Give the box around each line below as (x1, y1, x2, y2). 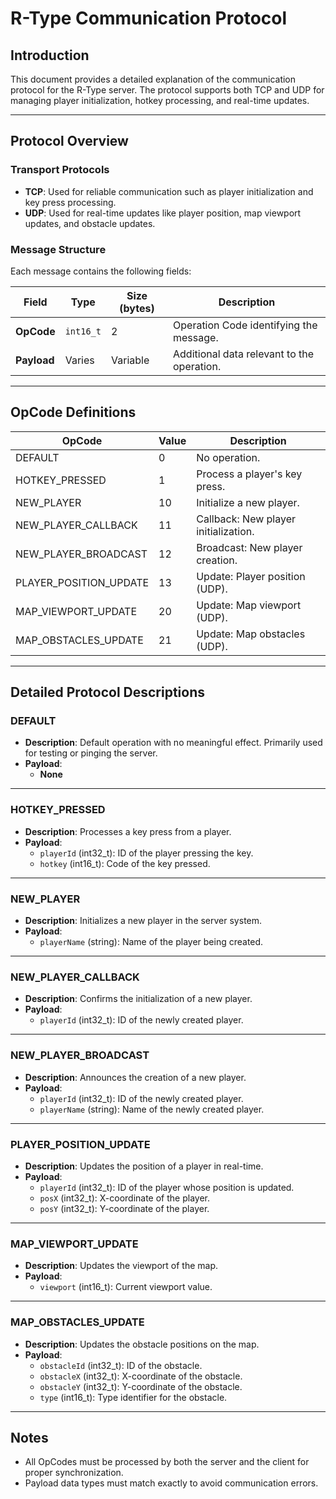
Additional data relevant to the (173, 347, 315, 361)
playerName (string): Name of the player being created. (39, 936, 264, 948)
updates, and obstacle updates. (24, 217, 156, 229)
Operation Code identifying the (173, 318, 318, 332)
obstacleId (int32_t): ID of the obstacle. (39, 1359, 203, 1371)
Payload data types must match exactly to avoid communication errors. (24, 1477, 319, 1489)
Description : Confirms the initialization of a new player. (24, 993, 253, 1005)
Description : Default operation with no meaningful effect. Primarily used (24, 737, 323, 749)
